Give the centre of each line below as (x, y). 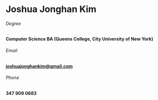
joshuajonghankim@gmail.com (39, 66)
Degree (13, 23)
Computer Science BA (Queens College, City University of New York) (80, 39)
